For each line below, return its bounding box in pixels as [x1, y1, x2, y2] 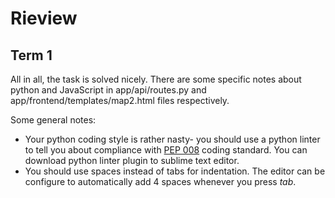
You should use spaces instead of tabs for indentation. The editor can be [24, 165, 326, 177]
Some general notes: [10, 114, 97, 126]
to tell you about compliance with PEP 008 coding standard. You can [24, 144, 308, 156]
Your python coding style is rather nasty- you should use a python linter [24, 133, 321, 145]
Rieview [10, 7, 78, 30]
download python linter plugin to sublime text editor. [24, 155, 240, 166]
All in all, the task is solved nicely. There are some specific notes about [10, 73, 302, 85]
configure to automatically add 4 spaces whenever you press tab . [24, 176, 297, 187]
